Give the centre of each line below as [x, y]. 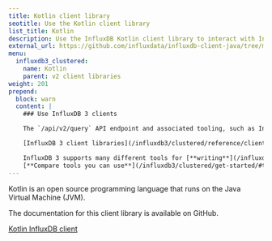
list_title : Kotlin [41, 31]
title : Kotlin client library [59, 16]
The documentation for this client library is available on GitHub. [113, 213]
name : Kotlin [45, 69]
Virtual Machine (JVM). [47, 197]
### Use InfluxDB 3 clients [70, 114]
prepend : [23, 91]
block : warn [36, 99]
